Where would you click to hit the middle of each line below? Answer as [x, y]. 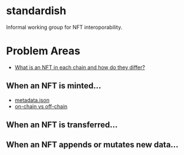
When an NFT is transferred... [62, 125]
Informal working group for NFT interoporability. [64, 27]
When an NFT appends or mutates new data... [92, 145]
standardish [36, 11]
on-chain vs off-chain [41, 106]
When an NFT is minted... [54, 86]
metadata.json [32, 100]
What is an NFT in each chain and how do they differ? [80, 67]
